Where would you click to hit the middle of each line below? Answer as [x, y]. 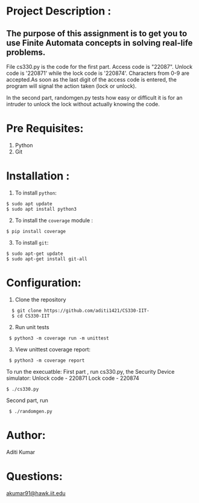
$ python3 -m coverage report [47, 360]
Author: [26, 435]
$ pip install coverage [36, 231]
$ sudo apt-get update [35, 254]
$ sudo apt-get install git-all [47, 259]
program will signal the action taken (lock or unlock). [71, 86]
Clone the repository [40, 300]
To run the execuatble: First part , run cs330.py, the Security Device [90, 371]
